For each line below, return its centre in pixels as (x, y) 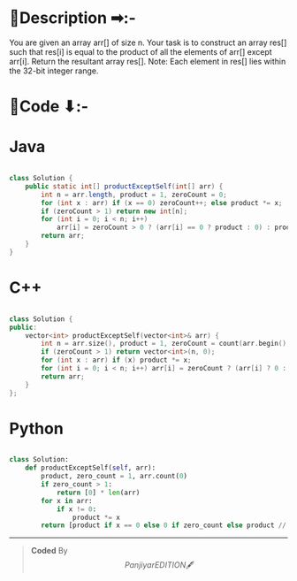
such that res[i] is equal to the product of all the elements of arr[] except (141, 51)
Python (36, 428)
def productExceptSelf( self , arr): (91, 468)
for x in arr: (67, 501)
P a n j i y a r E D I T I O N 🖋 (159, 565)
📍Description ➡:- (73, 18)
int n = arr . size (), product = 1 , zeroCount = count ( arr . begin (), (166, 344)
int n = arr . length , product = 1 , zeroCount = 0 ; (134, 195)
